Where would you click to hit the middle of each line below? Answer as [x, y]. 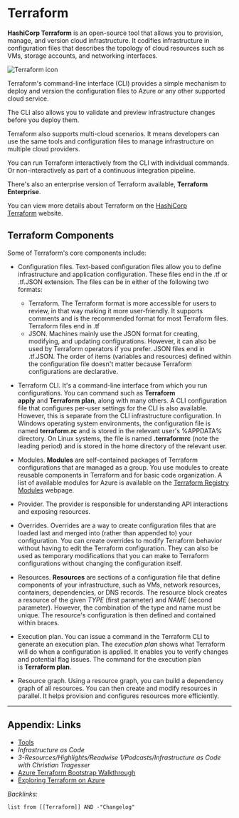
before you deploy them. [43, 120]
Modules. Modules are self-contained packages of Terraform [107, 460]
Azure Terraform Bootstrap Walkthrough [76, 772]
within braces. [38, 622]
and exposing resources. [54, 511]
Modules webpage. [46, 490]
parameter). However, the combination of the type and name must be [119, 607]
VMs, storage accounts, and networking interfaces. [83, 56]
